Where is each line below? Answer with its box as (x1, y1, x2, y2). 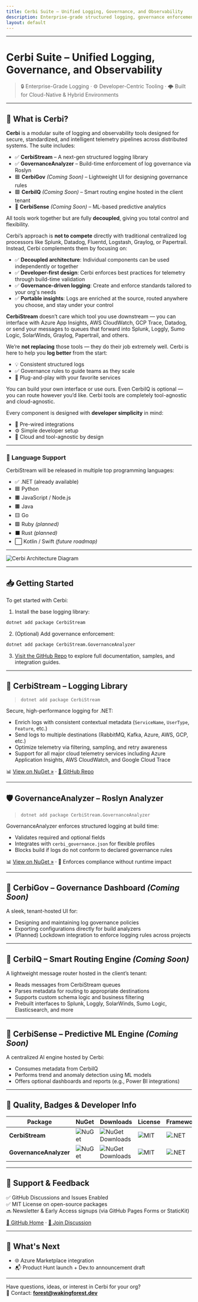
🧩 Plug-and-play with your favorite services (14, 374, 121, 381)
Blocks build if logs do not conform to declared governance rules (14, 846, 173, 853)
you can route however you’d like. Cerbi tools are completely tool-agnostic (6, 392, 187, 399)
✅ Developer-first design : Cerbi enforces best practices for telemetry (14, 269, 186, 276)
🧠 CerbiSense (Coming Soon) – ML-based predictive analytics (14, 203, 166, 210)
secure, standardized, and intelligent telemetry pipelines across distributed (6, 136, 187, 143)
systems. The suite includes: (6, 142, 75, 149)
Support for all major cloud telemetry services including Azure (14, 749, 166, 757)
